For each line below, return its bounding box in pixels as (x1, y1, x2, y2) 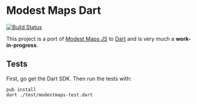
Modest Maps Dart (6, 4, 101, 17)
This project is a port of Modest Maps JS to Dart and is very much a (6, 35, 175, 42)
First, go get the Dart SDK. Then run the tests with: (6, 75, 132, 82)
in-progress (6, 41, 37, 49)
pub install (6, 87, 36, 93)
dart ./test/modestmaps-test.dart (6, 91, 93, 98)
